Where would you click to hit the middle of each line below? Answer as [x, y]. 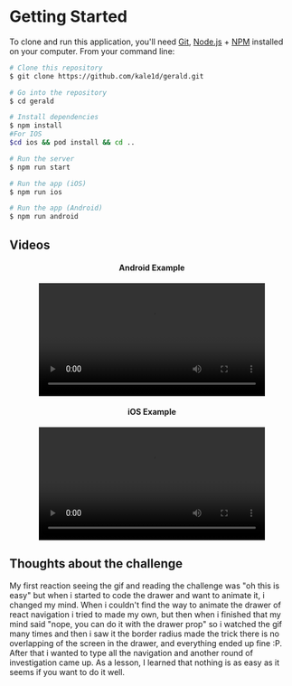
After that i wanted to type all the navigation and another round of [131, 653]
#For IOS [26, 134]
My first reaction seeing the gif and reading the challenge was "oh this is [145, 586]
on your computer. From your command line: [92, 51]
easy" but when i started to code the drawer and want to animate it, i [137, 595]
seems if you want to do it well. [67, 672]
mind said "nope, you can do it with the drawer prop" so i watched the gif [146, 624]
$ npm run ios [36, 192]
